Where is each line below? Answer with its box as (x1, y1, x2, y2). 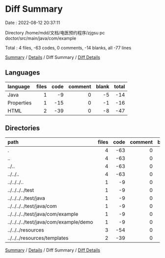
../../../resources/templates (7, 234, 69, 241)
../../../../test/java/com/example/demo (7, 218, 93, 225)
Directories (5, 124, 40, 132)
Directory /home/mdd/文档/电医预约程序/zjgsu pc (5, 29, 105, 35)
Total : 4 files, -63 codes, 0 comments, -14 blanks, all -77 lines (5, 45, 132, 51)
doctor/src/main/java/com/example (5, 35, 77, 41)
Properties (7, 99, 32, 106)
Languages (5, 69, 40, 77)
